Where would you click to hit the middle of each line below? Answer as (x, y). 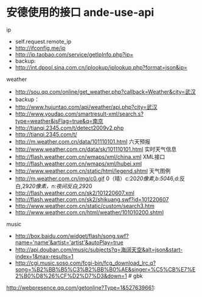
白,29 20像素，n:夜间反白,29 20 (54, 186)
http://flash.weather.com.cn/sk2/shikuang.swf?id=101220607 (92, 199)
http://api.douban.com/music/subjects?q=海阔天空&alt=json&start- (99, 250)
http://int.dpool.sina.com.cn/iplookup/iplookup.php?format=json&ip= (101, 67)
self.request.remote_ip (43, 41)
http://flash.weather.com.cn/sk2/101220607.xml (75, 193)
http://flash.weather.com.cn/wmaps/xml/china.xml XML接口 (90, 156)
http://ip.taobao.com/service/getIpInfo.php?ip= (74, 54)
